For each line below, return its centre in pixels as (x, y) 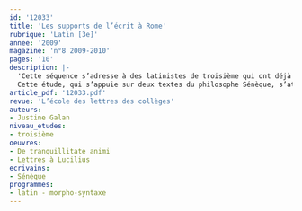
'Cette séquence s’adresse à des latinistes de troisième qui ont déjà (155, 76)
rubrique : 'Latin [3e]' (54, 34)
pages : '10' (31, 59)
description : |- (40, 68)
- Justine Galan (40, 118)
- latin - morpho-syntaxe (58, 193)
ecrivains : (30, 168)
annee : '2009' (36, 43)
